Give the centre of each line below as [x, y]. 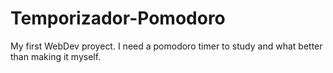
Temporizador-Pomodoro [118, 18]
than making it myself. [56, 56]
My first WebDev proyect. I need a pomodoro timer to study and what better [166, 46]
